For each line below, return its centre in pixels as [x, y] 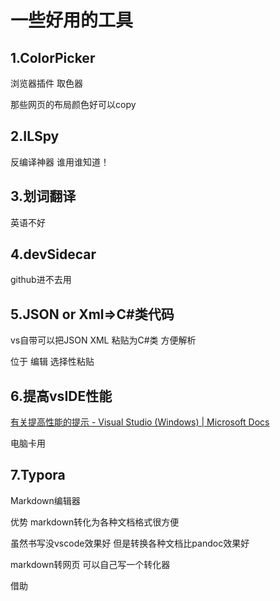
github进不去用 [41, 280]
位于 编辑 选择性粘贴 [52, 362]
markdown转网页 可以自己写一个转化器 [90, 564]
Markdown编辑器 [45, 500]
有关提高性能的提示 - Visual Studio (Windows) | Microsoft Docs [140, 422]
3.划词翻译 [43, 196]
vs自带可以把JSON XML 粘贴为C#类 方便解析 [103, 340]
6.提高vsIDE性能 [61, 396]
